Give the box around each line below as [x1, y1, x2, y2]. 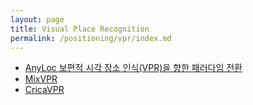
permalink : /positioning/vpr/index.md [10, 33, 172, 43]
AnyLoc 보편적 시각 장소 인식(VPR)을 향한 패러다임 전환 [24, 62, 243, 74]
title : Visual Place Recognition [10, 24, 150, 34]
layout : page [10, 14, 65, 25]
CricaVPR [24, 84, 65, 96]
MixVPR [24, 73, 58, 85]
